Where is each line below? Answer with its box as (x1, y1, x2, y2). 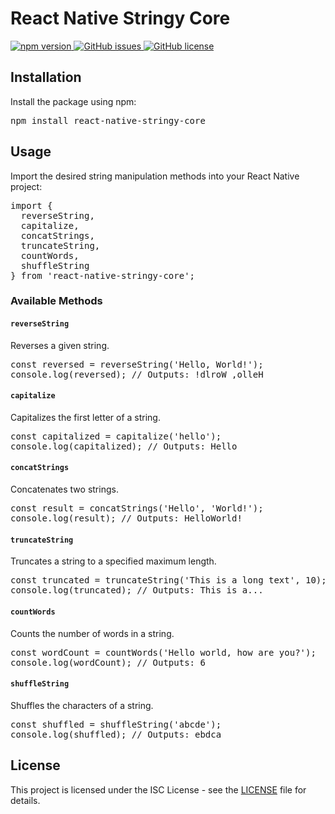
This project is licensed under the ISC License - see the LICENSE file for (10, 783, 307, 796)
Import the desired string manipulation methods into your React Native (10, 170, 300, 182)
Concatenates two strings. (10, 483, 119, 496)
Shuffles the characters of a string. (10, 699, 154, 711)
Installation (10, 69, 82, 86)
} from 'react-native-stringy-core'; (10, 270, 196, 281)
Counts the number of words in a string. (10, 627, 175, 639)
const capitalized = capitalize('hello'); (10, 430, 222, 442)
